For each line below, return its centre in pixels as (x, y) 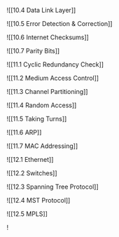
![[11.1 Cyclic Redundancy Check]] (55, 65)
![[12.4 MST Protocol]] (38, 200)
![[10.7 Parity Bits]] (33, 51)
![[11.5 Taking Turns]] (37, 119)
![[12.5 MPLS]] (27, 214)
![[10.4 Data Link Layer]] (41, 10)
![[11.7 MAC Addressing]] (42, 146)
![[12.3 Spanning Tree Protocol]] (52, 187)
